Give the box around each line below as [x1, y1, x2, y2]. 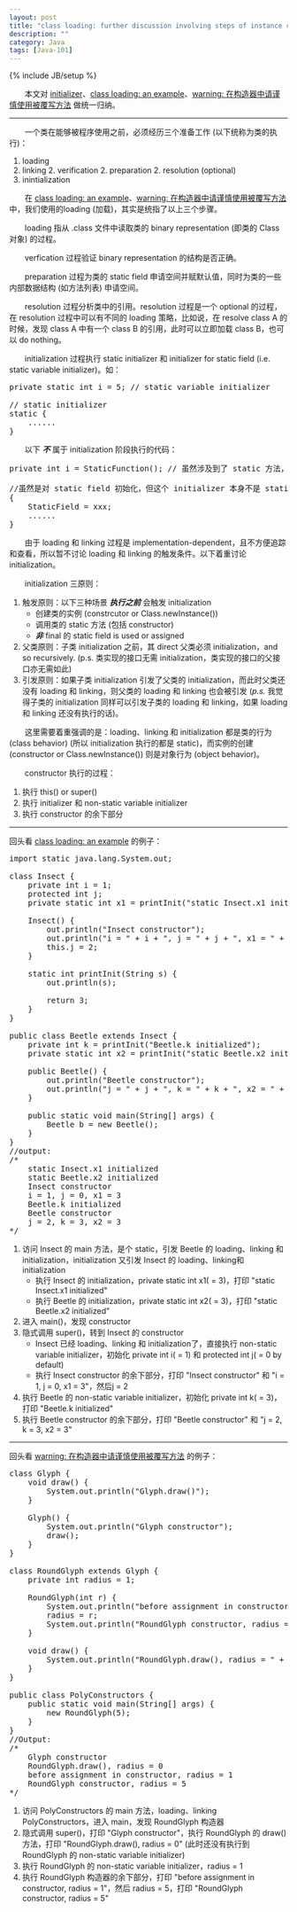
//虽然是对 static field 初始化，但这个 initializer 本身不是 [9, 484, 261, 494]
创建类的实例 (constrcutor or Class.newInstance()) [34, 608, 218, 619]
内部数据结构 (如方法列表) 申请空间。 [9, 283, 144, 293]
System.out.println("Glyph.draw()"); [46, 1487, 210, 1496]
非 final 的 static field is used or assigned [34, 630, 185, 641]
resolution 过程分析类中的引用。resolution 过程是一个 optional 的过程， [24, 301, 283, 312]
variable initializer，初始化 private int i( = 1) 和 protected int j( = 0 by [34, 1349, 283, 1361]
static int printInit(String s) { [27, 969, 178, 979]
